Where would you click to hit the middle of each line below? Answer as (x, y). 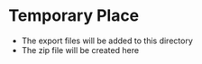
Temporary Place (74, 16)
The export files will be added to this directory (107, 41)
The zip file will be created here (80, 50)
